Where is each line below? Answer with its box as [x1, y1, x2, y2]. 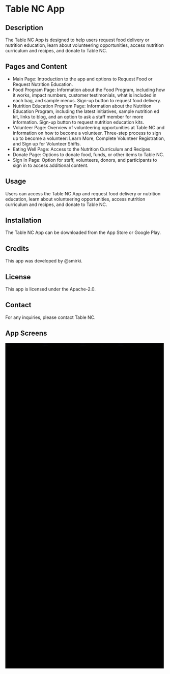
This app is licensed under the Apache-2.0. [5, 286, 96, 292]
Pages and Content [5, 62, 67, 71]
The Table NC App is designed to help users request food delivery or [5, 37, 150, 43]
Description [5, 23, 43, 32]
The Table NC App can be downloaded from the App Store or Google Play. [5, 229, 161, 236]
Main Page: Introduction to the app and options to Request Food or [12, 76, 153, 82]
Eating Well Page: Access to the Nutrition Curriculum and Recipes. [12, 146, 152, 152]
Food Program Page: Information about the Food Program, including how [12, 86, 165, 93]
